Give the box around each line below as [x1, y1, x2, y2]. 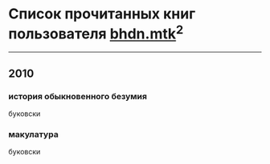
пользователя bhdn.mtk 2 [8, 22, 184, 43]
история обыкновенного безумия [8, 90, 147, 102]
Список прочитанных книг [8, 5, 196, 23]
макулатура [8, 129, 59, 140]
